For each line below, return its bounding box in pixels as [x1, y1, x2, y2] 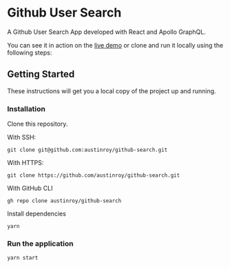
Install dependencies [7, 209, 67, 218]
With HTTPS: [7, 159, 44, 167]
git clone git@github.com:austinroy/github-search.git [7, 146, 168, 153]
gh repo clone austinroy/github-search [7, 198, 122, 204]
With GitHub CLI [7, 184, 53, 193]
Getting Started [7, 68, 75, 80]
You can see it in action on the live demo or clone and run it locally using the [7, 41, 224, 49]
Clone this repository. [7, 119, 68, 128]
